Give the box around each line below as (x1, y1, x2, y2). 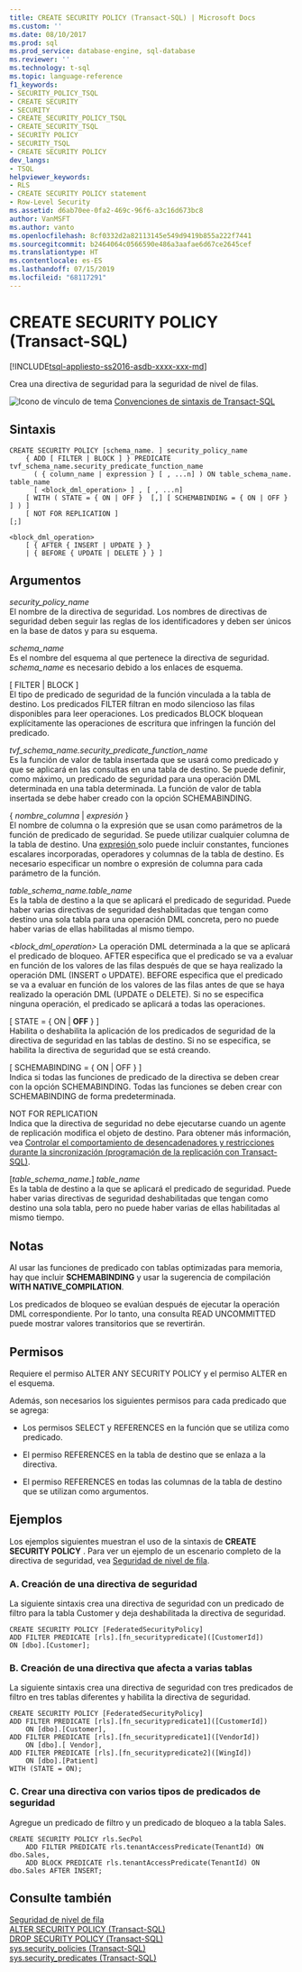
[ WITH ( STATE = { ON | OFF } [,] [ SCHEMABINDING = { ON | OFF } (25, 493, 288, 502)
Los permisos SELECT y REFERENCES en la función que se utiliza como (22, 1422, 290, 1433)
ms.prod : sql (9, 38, 59, 48)
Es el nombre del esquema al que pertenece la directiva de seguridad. (9, 653, 270, 664)
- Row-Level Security (9, 197, 91, 207)
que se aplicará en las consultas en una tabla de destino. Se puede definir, (9, 764, 286, 775)
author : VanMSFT (9, 214, 70, 224)
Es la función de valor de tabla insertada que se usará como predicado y (9, 755, 279, 766)
